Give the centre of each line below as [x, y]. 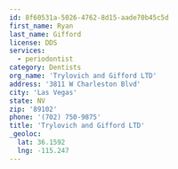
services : [28, 51]
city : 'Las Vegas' [43, 92]
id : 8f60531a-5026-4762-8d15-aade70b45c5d [89, 17]
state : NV [28, 101]
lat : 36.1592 [41, 142]
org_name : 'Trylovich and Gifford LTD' [83, 76]
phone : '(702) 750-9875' [55, 117]
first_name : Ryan [41, 26]
